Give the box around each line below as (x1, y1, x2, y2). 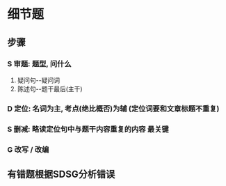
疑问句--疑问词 (17, 76, 60, 84)
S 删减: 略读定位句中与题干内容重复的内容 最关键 (7, 124, 169, 134)
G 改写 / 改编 (7, 144, 49, 154)
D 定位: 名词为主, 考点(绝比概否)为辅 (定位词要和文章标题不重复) (7, 104, 220, 114)
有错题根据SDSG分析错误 (7, 169, 115, 180)
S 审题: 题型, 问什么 (7, 59, 72, 68)
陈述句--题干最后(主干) (17, 84, 83, 93)
